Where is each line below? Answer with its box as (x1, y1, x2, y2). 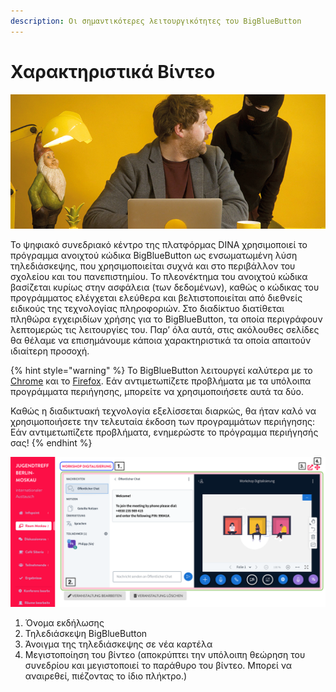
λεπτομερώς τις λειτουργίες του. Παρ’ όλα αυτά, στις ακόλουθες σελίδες (10, 323, 320, 335)
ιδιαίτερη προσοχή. (10, 345, 90, 357)
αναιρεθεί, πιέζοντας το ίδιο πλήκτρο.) (24, 670, 188, 682)
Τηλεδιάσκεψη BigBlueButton (24, 627, 148, 639)
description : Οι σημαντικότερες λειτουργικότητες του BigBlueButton (10, 16, 302, 26)
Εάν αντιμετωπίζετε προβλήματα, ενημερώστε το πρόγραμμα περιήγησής (10, 426, 319, 438)
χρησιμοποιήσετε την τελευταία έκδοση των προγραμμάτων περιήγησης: (10, 415, 316, 427)
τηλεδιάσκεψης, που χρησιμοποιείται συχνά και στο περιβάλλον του (10, 260, 296, 272)
